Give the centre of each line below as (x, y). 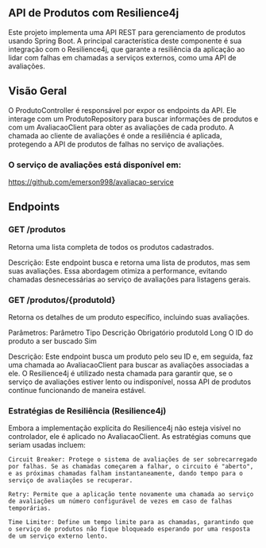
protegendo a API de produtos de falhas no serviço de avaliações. (116, 144)
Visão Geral (38, 91)
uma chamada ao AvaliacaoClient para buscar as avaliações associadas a (129, 364)
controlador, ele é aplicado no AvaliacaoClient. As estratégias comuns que (130, 437)
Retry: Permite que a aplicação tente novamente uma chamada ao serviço (131, 495)
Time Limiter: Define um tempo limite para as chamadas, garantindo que (131, 523)
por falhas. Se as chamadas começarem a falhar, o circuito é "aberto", (131, 467)
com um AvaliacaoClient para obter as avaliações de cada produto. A (121, 127)
